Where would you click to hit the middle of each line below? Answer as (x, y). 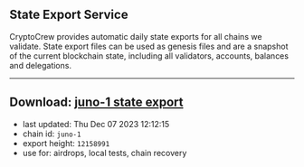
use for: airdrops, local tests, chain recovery (104, 153)
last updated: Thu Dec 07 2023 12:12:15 (96, 124)
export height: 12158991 (66, 143)
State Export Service (69, 15)
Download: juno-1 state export (96, 102)
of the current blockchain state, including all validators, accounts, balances (149, 56)
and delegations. (41, 65)
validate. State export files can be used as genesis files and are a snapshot (149, 46)
